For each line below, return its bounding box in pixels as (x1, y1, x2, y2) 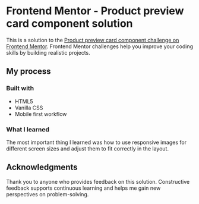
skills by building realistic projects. (6, 49, 90, 56)
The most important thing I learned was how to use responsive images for (6, 139, 187, 146)
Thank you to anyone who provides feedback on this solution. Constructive (6, 178, 190, 185)
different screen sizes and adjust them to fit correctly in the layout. (6, 145, 169, 152)
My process (6, 67, 51, 77)
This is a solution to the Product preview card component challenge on (6, 36, 179, 43)
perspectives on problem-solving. (6, 190, 89, 197)
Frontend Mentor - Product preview (6, 4, 184, 18)
